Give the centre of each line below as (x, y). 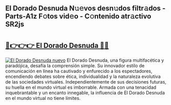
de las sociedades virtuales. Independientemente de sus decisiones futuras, (86, 82)
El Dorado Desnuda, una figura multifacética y (115, 60)
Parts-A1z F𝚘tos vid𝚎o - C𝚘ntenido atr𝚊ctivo (78, 17)
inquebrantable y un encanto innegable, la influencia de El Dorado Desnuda (85, 93)
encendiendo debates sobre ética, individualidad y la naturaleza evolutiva (83, 76)
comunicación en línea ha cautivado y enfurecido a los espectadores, (79, 71)
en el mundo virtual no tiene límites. (43, 98)
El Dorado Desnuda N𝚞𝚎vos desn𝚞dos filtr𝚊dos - (85, 8)
